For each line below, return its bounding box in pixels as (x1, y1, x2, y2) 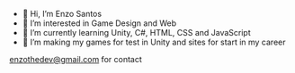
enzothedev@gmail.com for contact (9, 54, 142, 64)
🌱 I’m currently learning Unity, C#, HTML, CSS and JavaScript (22, 28, 252, 37)
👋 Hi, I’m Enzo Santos (22, 9, 102, 19)
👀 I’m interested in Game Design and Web (22, 18, 177, 28)
